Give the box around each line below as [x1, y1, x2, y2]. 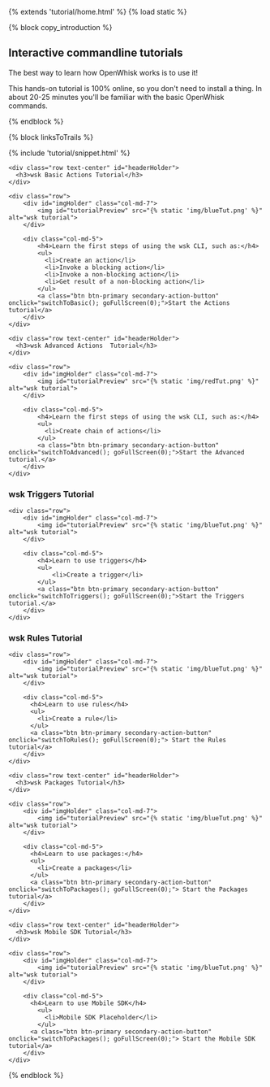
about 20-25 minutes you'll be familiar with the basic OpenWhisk [8, 92, 225, 102]
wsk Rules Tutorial [8, 633, 83, 644]
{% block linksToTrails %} [8, 132, 94, 141]
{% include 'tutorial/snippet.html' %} [8, 148, 131, 158]
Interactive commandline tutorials [8, 46, 183, 60]
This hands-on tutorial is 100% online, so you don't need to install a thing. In [8, 83, 262, 93]
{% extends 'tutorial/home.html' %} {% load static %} [8, 7, 188, 16]
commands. [8, 101, 49, 111]
